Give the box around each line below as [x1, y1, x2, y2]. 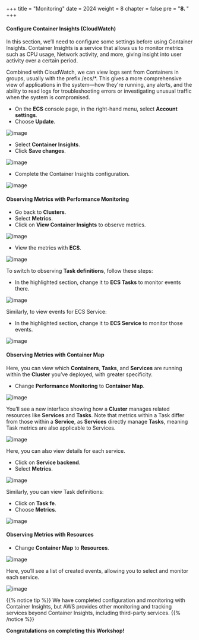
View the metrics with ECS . [14, 244, 81, 251]
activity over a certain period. [6, 57, 78, 64]
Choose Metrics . [14, 506, 56, 513]
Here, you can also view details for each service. [6, 447, 126, 454]
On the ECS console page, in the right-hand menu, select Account [14, 105, 178, 112]
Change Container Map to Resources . [14, 544, 110, 551]
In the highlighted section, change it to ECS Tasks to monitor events [14, 279, 181, 286]
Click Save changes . [14, 147, 67, 155]
